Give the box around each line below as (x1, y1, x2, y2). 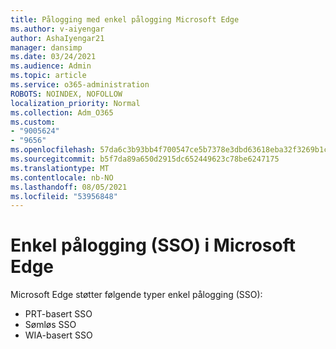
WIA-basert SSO (24, 329, 93, 341)
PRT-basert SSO (24, 308, 93, 320)
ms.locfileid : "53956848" (10, 191, 118, 201)
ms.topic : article (10, 71, 87, 81)
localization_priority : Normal (10, 98, 141, 108)
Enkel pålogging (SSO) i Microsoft (10, 234, 296, 257)
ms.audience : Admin (10, 61, 92, 71)
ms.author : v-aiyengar (10, 24, 105, 34)
